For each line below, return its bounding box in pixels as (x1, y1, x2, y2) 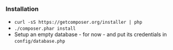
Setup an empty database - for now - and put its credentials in (14, 31, 167, 38)
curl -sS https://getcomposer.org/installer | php (14, 20, 143, 26)
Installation (5, 5, 39, 13)
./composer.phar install (14, 26, 76, 32)
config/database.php (14, 38, 65, 45)
